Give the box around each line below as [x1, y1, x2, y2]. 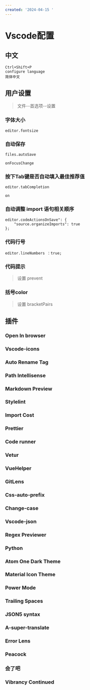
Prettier [5, 425, 24, 432]
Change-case [5, 504, 38, 511]
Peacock [5, 650, 27, 657]
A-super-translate [5, 624, 50, 631]
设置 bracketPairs [17, 301, 53, 307]
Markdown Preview [5, 385, 53, 392]
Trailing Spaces [5, 597, 43, 604]
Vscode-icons [5, 345, 40, 352]
